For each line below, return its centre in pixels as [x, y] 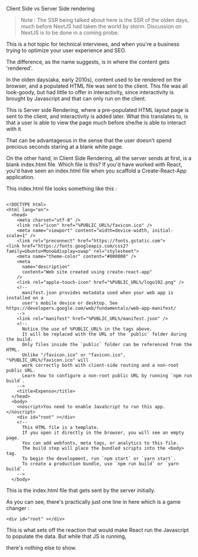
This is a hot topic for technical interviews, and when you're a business [93, 44]
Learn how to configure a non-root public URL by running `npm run [107, 376]
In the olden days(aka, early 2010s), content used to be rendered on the [94, 80]
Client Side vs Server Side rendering [50, 9]
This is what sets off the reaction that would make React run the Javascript [98, 530]
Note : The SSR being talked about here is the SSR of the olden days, [105, 20]
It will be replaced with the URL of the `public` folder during [104, 334]
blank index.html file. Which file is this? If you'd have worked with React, [94, 164]
